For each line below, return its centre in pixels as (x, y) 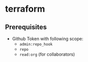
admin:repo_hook (36, 44)
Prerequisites (26, 27)
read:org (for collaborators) (47, 54)
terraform (25, 9)
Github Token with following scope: (48, 39)
